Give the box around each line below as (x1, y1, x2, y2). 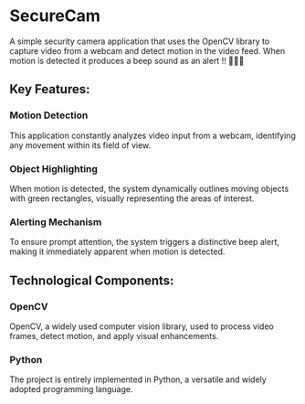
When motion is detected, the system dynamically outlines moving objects (9, 183, 289, 194)
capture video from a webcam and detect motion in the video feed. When (9, 45, 286, 56)
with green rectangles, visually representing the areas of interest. (9, 193, 255, 204)
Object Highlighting (9, 162, 99, 175)
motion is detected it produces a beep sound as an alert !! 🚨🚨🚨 (9, 55, 245, 66)
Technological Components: (9, 272, 174, 288)
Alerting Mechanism (9, 216, 102, 229)
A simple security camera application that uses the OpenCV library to (9, 36, 270, 47)
